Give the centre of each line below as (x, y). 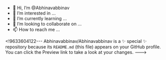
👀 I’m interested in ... (34, 13)
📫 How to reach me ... (36, 29)
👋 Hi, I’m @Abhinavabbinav (41, 8)
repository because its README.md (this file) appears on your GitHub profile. (83, 47)
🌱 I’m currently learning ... (40, 18)
